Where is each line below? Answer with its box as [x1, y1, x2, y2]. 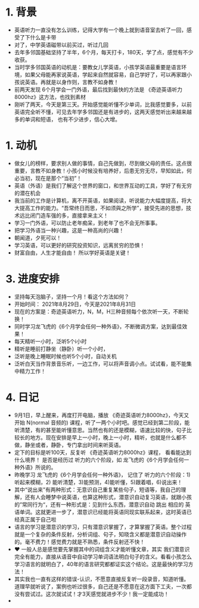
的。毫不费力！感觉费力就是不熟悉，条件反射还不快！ [14, 538, 145, 545]
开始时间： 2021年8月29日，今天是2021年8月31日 [14, 300, 136, 308]
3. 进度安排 [5, 272, 60, 286]
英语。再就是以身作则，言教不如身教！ [24, 78, 119, 85]
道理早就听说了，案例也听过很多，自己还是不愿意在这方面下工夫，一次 [14, 582, 187, 590]
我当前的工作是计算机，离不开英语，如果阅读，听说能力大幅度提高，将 [14, 197, 187, 204]
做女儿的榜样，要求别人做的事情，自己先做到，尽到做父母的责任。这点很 [14, 159, 192, 167]
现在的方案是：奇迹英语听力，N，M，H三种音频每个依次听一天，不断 [14, 308, 184, 315]
